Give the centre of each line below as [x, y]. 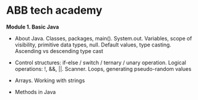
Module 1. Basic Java [33, 27]
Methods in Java [35, 92]
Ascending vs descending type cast [59, 51]
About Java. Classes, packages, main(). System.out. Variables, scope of [103, 38]
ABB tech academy [54, 10]
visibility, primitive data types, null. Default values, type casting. [93, 45]
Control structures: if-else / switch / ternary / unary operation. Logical [100, 62]
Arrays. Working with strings [50, 80]
